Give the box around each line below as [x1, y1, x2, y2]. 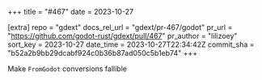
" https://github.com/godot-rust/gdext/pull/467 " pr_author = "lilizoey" [7, 32, 238, 40]
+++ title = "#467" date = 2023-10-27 [7, 7, 134, 16]
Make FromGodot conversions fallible [7, 64, 127, 74]
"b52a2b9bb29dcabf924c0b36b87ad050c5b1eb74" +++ [7, 48, 198, 57]
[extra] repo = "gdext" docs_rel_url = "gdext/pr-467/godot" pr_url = [7, 23, 233, 32]
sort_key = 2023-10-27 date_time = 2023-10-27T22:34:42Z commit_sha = [7, 40, 255, 49]
